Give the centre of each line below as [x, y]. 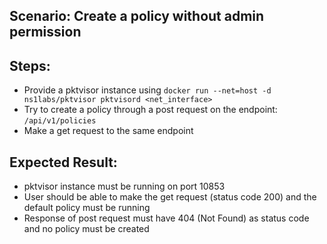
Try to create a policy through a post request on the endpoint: [150, 110]
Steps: [30, 65]
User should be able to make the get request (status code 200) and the [170, 197]
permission [45, 32]
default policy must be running [87, 208]
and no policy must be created [86, 229]
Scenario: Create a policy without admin [137, 16]
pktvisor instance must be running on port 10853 [124, 186]
